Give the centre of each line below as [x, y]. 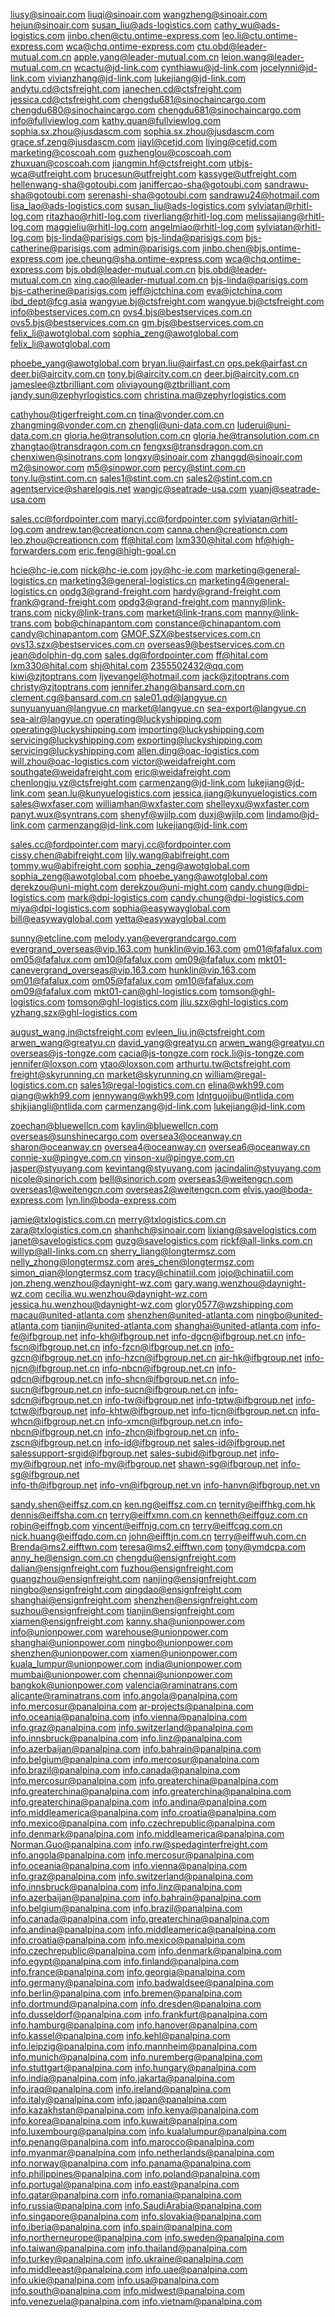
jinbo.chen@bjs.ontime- [252, 248]
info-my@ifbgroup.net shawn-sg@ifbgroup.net [181, 1463]
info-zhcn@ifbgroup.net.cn [161, 1432]
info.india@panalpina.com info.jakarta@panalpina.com [122, 2078]
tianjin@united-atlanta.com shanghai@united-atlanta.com [180, 1325]
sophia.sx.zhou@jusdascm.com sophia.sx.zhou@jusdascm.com [142, 131]
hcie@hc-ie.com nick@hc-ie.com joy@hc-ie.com [111, 570]
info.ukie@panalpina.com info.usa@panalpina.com [115, 2280]
